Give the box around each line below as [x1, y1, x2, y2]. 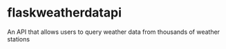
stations [7, 35, 30, 43]
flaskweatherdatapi [7, 5, 122, 21]
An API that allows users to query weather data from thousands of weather [7, 28, 220, 36]
